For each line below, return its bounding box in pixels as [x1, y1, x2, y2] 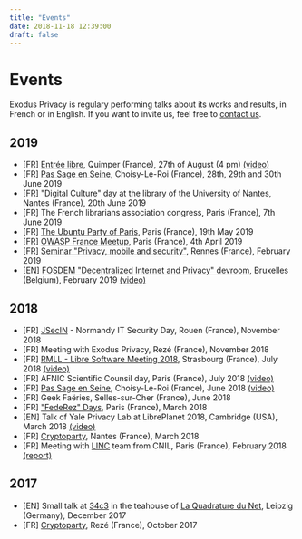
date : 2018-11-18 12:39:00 [9, 22, 112, 31]
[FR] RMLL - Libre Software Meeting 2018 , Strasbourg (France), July [22, 353, 278, 364]
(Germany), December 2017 [22, 509, 127, 521]
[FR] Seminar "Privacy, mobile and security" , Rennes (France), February [22, 245, 291, 256]
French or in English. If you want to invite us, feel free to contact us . [9, 109, 262, 120]
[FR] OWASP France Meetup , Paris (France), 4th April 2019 [22, 236, 243, 247]
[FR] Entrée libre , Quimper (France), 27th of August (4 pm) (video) [22, 159, 270, 170]
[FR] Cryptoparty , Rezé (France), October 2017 [22, 519, 198, 530]
